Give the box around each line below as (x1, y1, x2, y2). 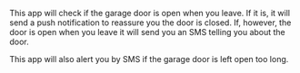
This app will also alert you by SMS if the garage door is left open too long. (9, 54, 289, 64)
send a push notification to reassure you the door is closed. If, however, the (9, 17, 292, 28)
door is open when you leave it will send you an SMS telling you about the (9, 27, 286, 37)
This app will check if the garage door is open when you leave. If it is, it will (9, 8, 291, 18)
